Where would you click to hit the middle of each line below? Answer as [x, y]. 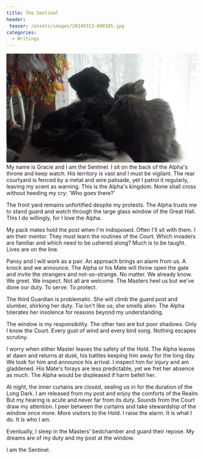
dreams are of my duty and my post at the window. [70, 438]
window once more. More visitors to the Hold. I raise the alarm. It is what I [99, 413]
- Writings [26, 39]
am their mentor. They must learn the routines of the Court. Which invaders [101, 236]
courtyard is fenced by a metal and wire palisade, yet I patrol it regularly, [98, 180]
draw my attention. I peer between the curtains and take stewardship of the [101, 406]
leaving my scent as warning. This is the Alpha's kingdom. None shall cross [101, 186]
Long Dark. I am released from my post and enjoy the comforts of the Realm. [103, 393]
